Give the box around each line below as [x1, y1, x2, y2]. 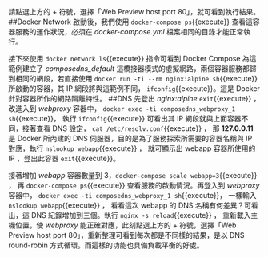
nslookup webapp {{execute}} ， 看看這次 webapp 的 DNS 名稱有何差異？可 [8, 200, 252, 210]
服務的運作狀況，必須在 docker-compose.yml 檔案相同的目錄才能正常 [14, 27, 244, 36]
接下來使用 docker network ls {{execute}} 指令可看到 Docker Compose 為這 [8, 54, 257, 63]
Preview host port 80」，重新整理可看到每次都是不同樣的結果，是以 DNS [8, 231, 246, 239]
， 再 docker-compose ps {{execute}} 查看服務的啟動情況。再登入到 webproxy [8, 180, 260, 190]
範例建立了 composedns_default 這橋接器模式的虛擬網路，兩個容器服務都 [8, 64, 250, 73]
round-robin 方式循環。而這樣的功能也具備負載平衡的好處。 [8, 240, 204, 250]
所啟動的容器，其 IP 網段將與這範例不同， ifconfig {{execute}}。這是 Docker [8, 84, 260, 93]
